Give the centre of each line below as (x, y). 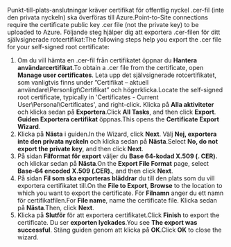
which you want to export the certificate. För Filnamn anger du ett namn (120, 193)
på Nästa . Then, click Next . (56, 208)
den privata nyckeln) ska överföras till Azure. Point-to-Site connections (108, 17)
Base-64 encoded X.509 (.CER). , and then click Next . (95, 171)
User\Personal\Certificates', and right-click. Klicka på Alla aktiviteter (115, 104)
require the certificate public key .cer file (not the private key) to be (103, 25)
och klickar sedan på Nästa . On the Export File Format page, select (113, 163)
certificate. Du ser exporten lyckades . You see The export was (107, 222)
